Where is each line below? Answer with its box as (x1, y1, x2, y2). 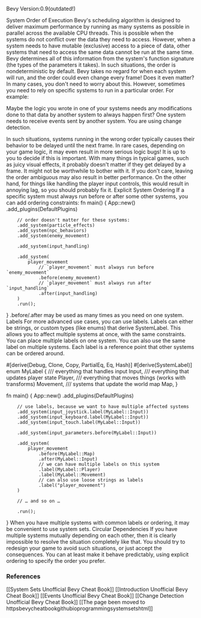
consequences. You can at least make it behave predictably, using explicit (6, 551, 189, 558)
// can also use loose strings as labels (38, 477, 144, 483)
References (6, 572, 41, 580)
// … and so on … (17, 498, 61, 504)
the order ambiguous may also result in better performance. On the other (6, 174, 187, 180)
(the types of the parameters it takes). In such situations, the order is (6, 61, 176, 68)
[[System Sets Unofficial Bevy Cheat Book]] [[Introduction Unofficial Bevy (6, 586, 188, 593)
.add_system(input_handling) (17, 243, 90, 249)
